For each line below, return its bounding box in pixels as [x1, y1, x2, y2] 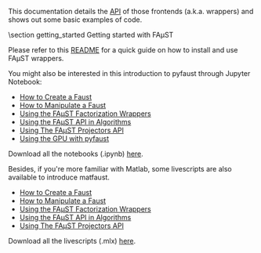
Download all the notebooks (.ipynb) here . [8, 149, 143, 158]
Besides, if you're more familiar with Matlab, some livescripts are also [8, 164, 233, 173]
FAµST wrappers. [8, 54, 64, 63]
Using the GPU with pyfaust [19, 134, 110, 143]
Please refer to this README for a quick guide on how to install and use [8, 45, 238, 54]
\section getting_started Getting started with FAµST [8, 31, 174, 39]
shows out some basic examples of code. [8, 15, 143, 24]
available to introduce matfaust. [8, 172, 110, 182]
